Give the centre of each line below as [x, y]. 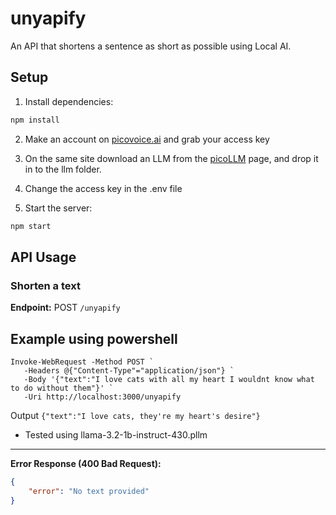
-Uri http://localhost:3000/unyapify [102, 397]
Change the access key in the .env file [103, 188]
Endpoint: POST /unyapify [65, 308]
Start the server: [58, 208]
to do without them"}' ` [62, 388]
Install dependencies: [69, 101]
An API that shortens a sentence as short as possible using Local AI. [151, 46]
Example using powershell [94, 338]
